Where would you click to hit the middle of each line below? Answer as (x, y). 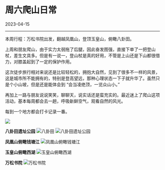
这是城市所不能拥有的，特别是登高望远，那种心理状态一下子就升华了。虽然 (80, 78)
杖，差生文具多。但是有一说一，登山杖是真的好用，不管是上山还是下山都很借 (82, 55)
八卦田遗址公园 (20, 131)
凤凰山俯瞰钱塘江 (22, 141)
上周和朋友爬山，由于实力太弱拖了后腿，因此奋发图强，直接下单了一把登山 (80, 49)
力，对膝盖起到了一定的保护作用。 (40, 62)
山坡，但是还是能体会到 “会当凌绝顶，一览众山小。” (69, 84)
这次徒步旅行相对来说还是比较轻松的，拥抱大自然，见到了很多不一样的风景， (82, 72)
